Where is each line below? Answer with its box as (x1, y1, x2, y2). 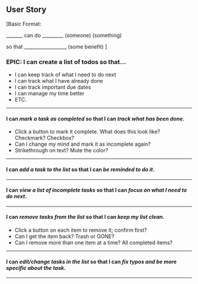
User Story (6, 5, 47, 15)
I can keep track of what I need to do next (14, 71, 116, 78)
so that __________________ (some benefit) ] (6, 43, 107, 50)
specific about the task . (6, 264, 66, 271)
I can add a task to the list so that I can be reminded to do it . (6, 166, 155, 173)
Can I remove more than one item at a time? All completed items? (14, 239, 173, 246)
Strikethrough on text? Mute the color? (14, 147, 108, 154)
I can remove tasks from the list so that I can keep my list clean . (6, 213, 165, 220)
